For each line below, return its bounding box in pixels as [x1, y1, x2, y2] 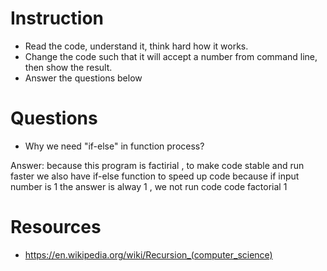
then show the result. [24, 61, 113, 73]
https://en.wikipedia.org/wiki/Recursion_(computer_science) [24, 248, 273, 261]
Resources [10, 216, 102, 239]
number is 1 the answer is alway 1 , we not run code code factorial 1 [10, 180, 288, 192]
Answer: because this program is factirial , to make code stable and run [10, 159, 305, 171]
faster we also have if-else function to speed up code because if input [10, 170, 300, 182]
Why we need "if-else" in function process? [24, 140, 205, 152]
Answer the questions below [24, 72, 143, 84]
